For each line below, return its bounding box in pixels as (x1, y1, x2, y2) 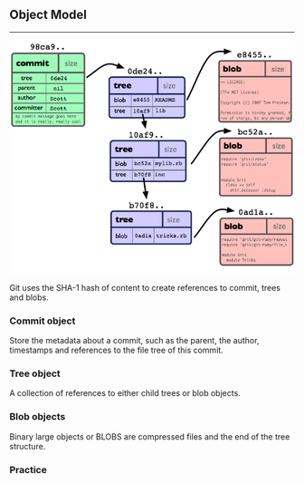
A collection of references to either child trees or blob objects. (9, 388, 242, 399)
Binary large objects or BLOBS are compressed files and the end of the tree (9, 430, 290, 442)
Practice (9, 463, 47, 476)
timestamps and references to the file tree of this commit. (9, 344, 223, 356)
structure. (9, 440, 46, 451)
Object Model (9, 7, 88, 23)
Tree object (9, 367, 61, 380)
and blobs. (9, 292, 49, 303)
